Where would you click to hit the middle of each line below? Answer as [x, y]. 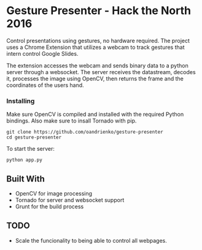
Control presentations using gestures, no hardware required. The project [98, 40]
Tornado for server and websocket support [70, 200]
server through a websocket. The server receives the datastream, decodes [101, 72]
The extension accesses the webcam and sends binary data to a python [97, 66]
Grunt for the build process [49, 206]
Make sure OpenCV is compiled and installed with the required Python [95, 115]
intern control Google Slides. [42, 53]
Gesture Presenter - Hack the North [99, 11]
